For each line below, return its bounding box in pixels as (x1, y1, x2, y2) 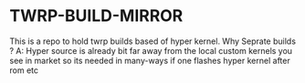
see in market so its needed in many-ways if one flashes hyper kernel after (9, 55, 290, 66)
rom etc (9, 65, 39, 76)
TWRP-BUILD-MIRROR (9, 5, 184, 26)
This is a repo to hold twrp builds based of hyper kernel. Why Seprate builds (9, 36, 297, 47)
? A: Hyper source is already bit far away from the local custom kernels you (9, 45, 293, 56)
